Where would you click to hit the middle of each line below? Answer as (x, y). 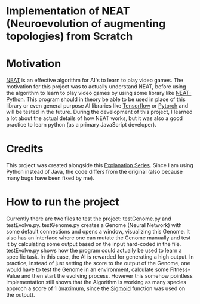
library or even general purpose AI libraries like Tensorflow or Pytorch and (97, 106)
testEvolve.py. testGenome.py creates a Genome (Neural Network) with (94, 225)
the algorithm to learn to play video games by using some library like (90, 93)
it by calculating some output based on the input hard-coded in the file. (94, 244)
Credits (25, 149)
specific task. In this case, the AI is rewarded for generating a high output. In (100, 257)
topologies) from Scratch (70, 36)
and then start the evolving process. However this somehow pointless (107, 276)
